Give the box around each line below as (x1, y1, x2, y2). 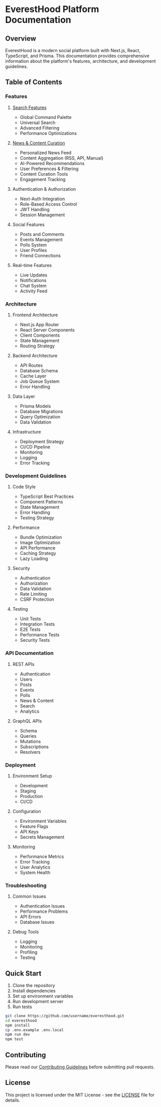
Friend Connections (20, 252, 61, 258)
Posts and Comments (20, 231, 65, 237)
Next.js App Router (20, 321, 59, 327)
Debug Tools (12, 929, 39, 935)
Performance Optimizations (20, 130, 77, 136)
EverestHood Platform (5, 4, 99, 15)
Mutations (20, 738, 41, 744)
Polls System (20, 242, 47, 248)
